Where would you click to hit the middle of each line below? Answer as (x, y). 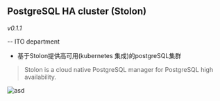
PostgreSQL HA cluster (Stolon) (77, 11)
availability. (40, 77)
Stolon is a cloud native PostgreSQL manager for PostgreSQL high (119, 69)
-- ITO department (34, 42)
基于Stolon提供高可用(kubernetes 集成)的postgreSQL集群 (99, 55)
